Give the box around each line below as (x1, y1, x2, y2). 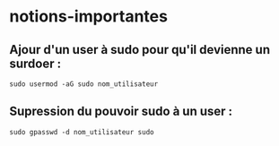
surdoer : (9, 56, 62, 71)
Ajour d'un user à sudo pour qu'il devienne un (9, 42, 271, 57)
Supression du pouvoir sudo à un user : (9, 104, 233, 119)
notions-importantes (9, 6, 169, 27)
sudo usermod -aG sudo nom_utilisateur (9, 80, 159, 89)
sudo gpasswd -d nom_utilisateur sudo (9, 127, 154, 136)
